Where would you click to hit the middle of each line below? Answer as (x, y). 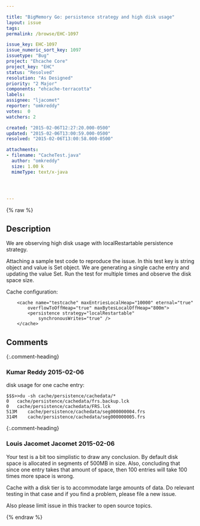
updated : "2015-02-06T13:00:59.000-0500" (59, 133)
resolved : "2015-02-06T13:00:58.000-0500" (60, 139)
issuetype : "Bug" (28, 56)
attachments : (22, 150)
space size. (20, 280)
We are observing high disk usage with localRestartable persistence (90, 243)
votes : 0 (19, 111)
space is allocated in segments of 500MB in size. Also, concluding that (93, 463)
